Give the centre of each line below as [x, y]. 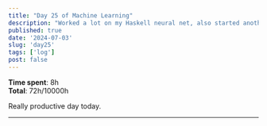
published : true [35, 30]
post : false [28, 60]
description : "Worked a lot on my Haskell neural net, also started [124, 23]
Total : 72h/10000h [39, 90]
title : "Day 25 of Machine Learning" [71, 15]
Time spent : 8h [34, 82]
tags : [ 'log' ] [32, 52]
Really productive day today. [55, 106]
